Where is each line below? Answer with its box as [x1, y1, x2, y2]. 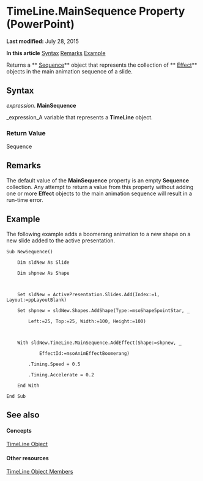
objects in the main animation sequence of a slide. [6, 67, 133, 75]
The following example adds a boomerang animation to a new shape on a [6, 230, 191, 237]
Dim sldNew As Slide [17, 259, 70, 266]
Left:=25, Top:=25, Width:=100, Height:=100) [28, 318, 147, 324]
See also [6, 410, 40, 420]
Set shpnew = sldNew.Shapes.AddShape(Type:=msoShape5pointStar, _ [17, 307, 190, 313]
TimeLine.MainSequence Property [6, 4, 185, 18]
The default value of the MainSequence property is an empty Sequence [6, 176, 190, 184]
